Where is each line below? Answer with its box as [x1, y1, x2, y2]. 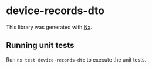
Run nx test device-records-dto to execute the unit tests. [6, 56, 147, 63]
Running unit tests [6, 40, 75, 50]
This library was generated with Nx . [6, 23, 92, 30]
